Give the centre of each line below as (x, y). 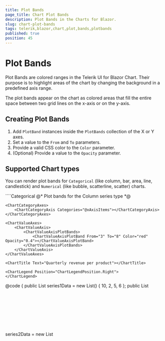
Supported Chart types (43, 169)
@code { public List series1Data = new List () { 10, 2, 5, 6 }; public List (77, 286)
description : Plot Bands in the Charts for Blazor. (61, 19)
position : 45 (19, 39)
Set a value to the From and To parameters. (57, 142)
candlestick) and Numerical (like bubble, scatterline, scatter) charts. (75, 186)
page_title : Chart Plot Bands (37, 15)
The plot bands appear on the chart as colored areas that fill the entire (78, 98)
